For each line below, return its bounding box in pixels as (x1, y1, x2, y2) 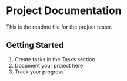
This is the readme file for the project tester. (6, 23, 113, 30)
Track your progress (14, 68, 64, 75)
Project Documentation (6, 4, 122, 17)
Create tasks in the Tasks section (14, 55, 95, 62)
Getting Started (6, 40, 64, 50)
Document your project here (14, 62, 83, 69)
